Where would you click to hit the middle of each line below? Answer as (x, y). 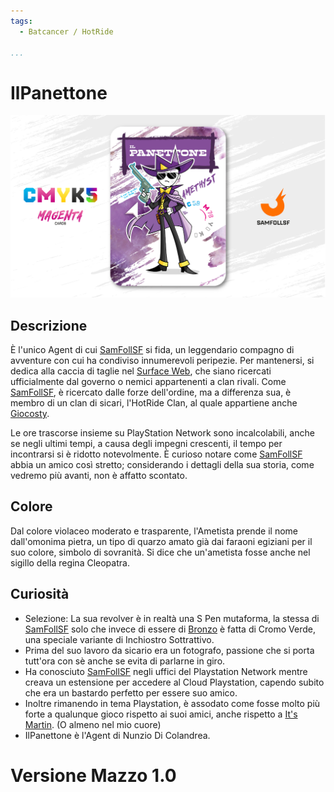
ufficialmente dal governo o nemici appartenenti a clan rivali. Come (148, 381)
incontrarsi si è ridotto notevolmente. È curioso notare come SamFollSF (156, 454)
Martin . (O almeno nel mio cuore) (93, 724)
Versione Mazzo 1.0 (93, 775)
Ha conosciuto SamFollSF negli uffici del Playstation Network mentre (166, 671)
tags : (21, 21)
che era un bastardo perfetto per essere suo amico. (131, 692)
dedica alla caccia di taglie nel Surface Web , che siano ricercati (141, 371)
